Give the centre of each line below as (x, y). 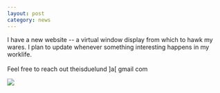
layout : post (26, 13)
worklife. (20, 54)
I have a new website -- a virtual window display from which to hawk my (110, 39)
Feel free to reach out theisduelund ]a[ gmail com (77, 69)
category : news (29, 20)
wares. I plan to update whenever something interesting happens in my (108, 47)
